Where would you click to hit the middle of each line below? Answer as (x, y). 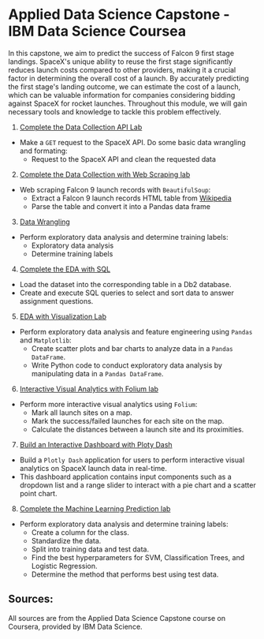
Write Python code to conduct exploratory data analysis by (127, 365)
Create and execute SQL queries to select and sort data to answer (127, 293)
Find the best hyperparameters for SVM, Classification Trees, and (138, 557)
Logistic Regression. (64, 566)
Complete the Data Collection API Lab (81, 127)
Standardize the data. (66, 540)
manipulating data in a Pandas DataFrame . (97, 373)
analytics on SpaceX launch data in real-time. (93, 468)
